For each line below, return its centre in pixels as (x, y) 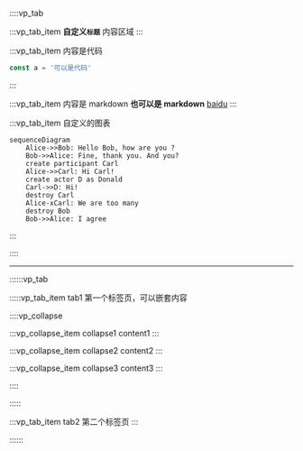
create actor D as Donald (74, 179)
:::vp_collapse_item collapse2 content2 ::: (86, 350)
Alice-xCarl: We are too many (83, 203)
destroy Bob (48, 211)
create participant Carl (72, 163)
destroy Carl (50, 195)
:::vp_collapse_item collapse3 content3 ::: (86, 368)
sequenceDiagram (40, 140)
